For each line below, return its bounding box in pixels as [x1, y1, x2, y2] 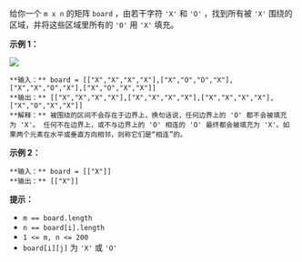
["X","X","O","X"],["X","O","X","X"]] [9, 84, 156, 93]
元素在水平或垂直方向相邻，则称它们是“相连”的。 [29, 130, 187, 139]
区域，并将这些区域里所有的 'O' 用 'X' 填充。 [9, 19, 179, 30]
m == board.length [22, 214, 93, 223]
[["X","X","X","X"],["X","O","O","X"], [82, 76, 234, 85]
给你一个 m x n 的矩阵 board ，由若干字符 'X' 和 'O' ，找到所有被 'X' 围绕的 [9, 8, 293, 18]
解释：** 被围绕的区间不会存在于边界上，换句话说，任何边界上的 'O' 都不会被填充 [17, 111, 287, 120]
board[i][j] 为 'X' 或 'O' [22, 242, 118, 253]
